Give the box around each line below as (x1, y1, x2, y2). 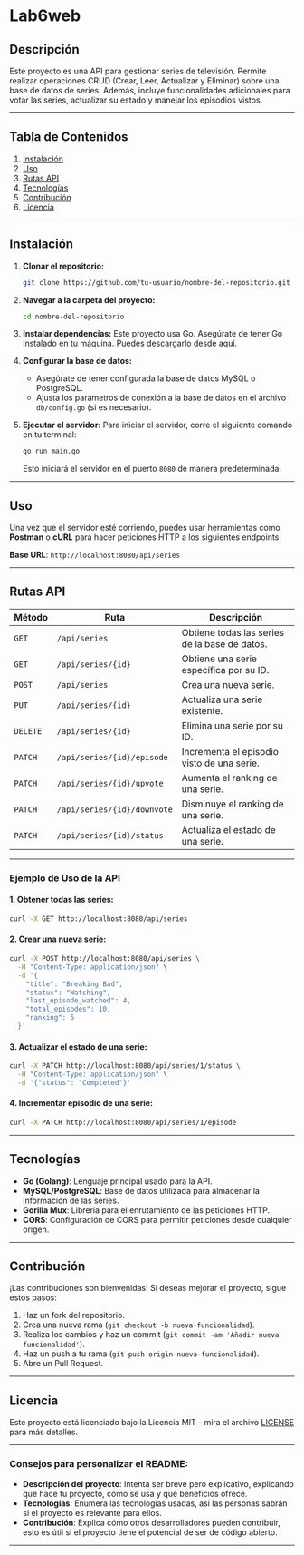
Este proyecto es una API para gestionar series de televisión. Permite (9, 65, 267, 76)
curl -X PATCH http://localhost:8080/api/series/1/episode (9, 1118, 237, 1127)
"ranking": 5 (25, 1013, 75, 1022)
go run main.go (22, 446, 81, 456)
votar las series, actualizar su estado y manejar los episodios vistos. (9, 94, 263, 105)
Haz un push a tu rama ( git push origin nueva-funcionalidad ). (22, 1348, 260, 1359)
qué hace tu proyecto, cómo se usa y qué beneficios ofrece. (22, 1488, 248, 1499)
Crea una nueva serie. (181, 678, 275, 690)
